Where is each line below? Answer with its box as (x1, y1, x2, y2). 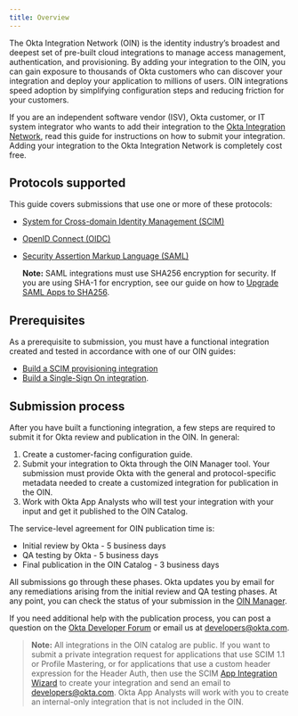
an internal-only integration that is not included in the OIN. (30, 696, 245, 707)
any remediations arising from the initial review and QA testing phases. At (9, 586, 278, 597)
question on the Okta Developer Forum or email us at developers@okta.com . (9, 622, 290, 633)
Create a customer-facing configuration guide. (21, 449, 193, 460)
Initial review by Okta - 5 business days (21, 540, 166, 551)
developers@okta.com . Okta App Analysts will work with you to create (30, 687, 289, 698)
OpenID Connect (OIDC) (21, 234, 111, 244)
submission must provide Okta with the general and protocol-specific (21, 468, 277, 479)
